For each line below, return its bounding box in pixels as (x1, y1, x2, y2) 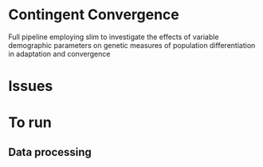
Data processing (8, 145, 92, 159)
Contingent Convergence (8, 6, 179, 24)
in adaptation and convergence (8, 49, 111, 58)
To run (8, 113, 52, 132)
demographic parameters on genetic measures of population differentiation (8, 40, 256, 50)
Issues (8, 78, 53, 95)
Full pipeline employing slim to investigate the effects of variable (8, 32, 219, 42)
